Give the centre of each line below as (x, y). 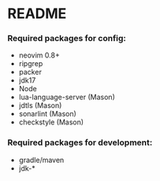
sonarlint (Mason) (47, 114)
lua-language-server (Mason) (67, 97)
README (37, 14)
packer (30, 72)
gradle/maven (41, 160)
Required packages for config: (67, 39)
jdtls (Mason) (40, 105)
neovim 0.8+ (39, 55)
